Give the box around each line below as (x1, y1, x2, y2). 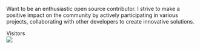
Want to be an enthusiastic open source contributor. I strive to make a (6, 5, 180, 12)
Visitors (6, 30, 25, 37)
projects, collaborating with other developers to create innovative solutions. (6, 18, 195, 25)
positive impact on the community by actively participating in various (6, 11, 179, 19)
